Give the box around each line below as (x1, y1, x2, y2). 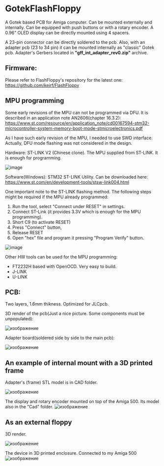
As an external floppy (5, 418, 72, 426)
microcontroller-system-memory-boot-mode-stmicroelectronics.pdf (5, 125, 143, 131)
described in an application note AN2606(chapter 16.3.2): (5, 115, 121, 121)
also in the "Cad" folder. (5, 404, 54, 410)
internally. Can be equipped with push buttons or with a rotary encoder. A (5, 24, 154, 30)
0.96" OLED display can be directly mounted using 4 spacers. (5, 30, 130, 35)
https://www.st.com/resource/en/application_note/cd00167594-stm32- (5, 120, 150, 126)
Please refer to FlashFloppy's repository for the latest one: (5, 77, 123, 83)
